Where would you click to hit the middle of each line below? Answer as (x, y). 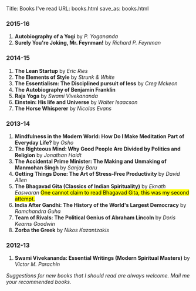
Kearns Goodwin (35, 223)
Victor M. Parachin (37, 265)
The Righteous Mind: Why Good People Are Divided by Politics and (97, 149)
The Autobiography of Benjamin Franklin (65, 89)
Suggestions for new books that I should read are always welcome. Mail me (98, 276)
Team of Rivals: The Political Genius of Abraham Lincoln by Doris (95, 218)
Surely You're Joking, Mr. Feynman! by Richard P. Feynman (88, 43)
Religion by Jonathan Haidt (48, 155)
